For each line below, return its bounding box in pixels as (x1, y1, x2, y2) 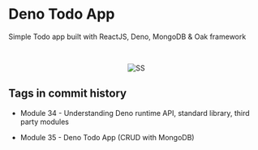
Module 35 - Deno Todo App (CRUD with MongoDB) (19, 132, 195, 142)
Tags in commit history (8, 87, 127, 101)
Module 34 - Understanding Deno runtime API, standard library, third (19, 108, 250, 118)
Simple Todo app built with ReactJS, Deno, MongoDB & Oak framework (8, 32, 247, 41)
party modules (19, 117, 69, 126)
